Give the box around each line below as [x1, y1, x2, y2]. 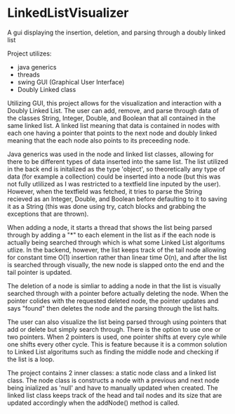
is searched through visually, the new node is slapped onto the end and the [7, 260, 224, 269]
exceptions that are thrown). [7, 209, 89, 218]
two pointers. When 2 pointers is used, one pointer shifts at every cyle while [7, 332, 227, 341]
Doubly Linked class [17, 85, 76, 93]
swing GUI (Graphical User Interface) [17, 77, 125, 86]
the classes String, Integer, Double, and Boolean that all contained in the [7, 114, 216, 122]
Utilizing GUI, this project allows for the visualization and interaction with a [7, 98, 222, 107]
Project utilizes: [7, 49, 52, 58]
